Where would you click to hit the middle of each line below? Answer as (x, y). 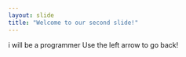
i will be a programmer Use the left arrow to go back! (93, 45)
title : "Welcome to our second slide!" (73, 23)
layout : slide (31, 15)
